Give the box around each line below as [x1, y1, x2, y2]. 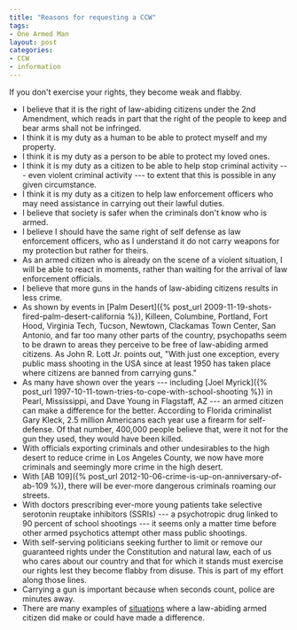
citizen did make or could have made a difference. [21, 612, 206, 623]
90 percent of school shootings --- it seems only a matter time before [21, 517, 277, 528]
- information [9, 63, 62, 72]
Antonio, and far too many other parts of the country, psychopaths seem [21, 330, 287, 340]
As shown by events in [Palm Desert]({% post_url [21, 301, 202, 312]
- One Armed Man [9, 29, 69, 38]
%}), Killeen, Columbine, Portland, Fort [127, 311, 269, 322]
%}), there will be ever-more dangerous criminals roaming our [50, 480, 277, 491]
